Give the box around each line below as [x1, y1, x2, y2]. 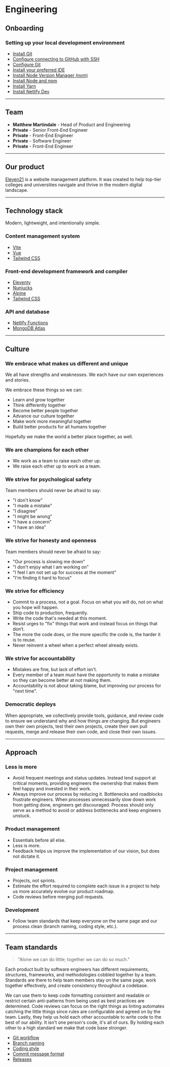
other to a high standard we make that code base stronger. [5, 1025, 127, 1031]
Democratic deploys [5, 701, 56, 708]
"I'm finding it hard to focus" [12, 574, 72, 581]
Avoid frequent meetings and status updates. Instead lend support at [12, 775, 156, 781]
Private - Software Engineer [12, 137, 72, 143]
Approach [5, 748, 37, 757]
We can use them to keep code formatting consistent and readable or [5, 992, 150, 998]
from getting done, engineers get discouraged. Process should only [12, 802, 154, 808]
